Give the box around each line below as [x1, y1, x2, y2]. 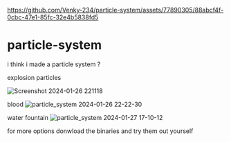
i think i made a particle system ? [7, 60, 101, 68]
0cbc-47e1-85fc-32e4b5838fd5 [7, 13, 99, 21]
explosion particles [7, 73, 62, 81]
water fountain [7, 113, 49, 121]
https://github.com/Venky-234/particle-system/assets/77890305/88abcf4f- [7, 6, 224, 14]
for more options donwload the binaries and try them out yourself [7, 127, 194, 135]
